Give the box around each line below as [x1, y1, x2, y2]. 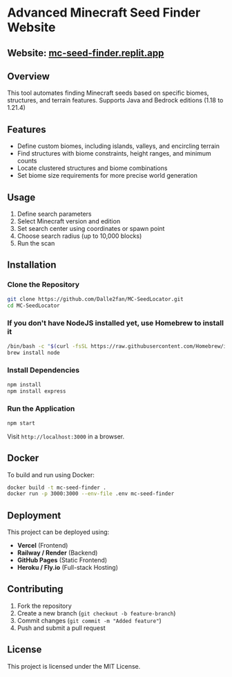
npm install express [7, 387, 67, 395]
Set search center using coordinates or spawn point [17, 225, 165, 233]
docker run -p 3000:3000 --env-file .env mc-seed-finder [7, 490, 175, 497]
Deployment [7, 510, 61, 521]
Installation [7, 259, 57, 271]
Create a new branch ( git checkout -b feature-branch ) [17, 609, 176, 617]
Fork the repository [17, 602, 72, 610]
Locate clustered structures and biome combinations [17, 164, 168, 172]
